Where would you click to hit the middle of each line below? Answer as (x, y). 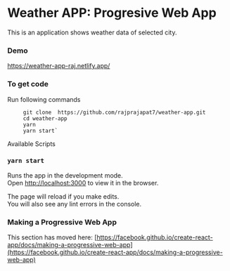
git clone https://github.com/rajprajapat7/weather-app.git (114, 112)
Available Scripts (32, 144)
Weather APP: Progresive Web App (112, 13)
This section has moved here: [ (52, 237)
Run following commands (44, 99)
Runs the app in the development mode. (65, 175)
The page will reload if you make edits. (63, 196)
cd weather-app (45, 118)
